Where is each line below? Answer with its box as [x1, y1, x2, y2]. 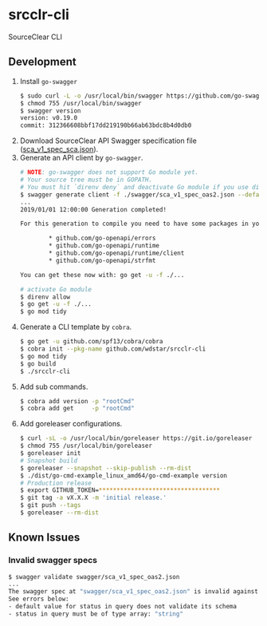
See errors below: [8, 595, 69, 604]
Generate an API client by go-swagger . [19, 153, 143, 163]
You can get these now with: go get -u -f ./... [19, 271, 185, 279]
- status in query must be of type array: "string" [8, 609, 183, 618]
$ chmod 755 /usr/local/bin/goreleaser [19, 442, 153, 450]
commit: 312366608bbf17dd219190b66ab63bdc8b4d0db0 [19, 121, 192, 129]
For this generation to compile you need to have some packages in [19, 220, 249, 228]
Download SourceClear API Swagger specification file [19, 136, 197, 145]
